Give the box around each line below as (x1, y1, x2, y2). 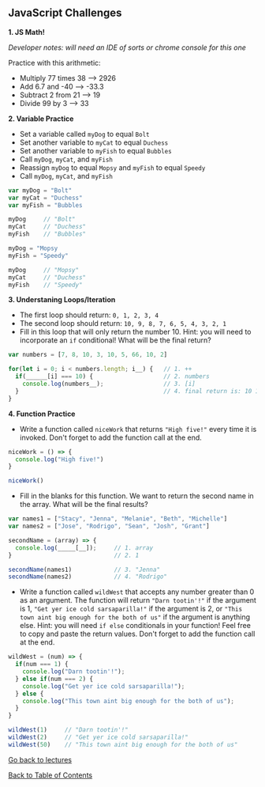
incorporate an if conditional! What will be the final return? (19, 335, 211, 345)
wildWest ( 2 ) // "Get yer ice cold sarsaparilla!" (8, 733, 189, 742)
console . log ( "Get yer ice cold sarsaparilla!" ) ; (22, 682, 185, 691)
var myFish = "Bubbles (8, 201, 83, 209)
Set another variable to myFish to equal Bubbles (19, 146, 172, 155)
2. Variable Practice (8, 114, 74, 123)
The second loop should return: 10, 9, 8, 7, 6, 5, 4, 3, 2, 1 (19, 319, 227, 328)
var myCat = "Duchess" (8, 194, 83, 202)
